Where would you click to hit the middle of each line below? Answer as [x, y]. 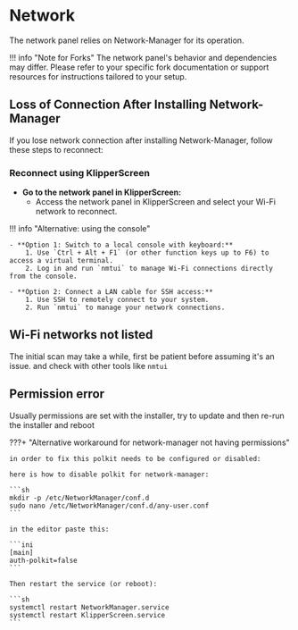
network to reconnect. [76, 212]
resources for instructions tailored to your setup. [98, 76]
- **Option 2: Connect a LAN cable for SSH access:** [112, 292]
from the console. [43, 277]
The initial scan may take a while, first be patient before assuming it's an [142, 356]
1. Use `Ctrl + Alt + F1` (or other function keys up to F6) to [147, 253]
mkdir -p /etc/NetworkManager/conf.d [79, 498]
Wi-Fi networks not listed [81, 335]
